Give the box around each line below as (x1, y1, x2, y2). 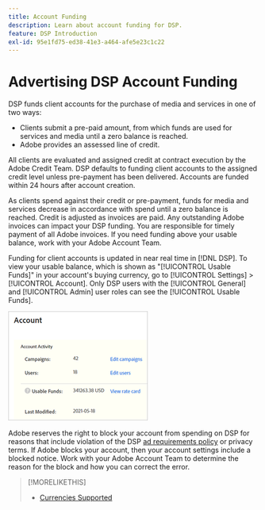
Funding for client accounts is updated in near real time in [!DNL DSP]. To (8, 254, 248, 263)
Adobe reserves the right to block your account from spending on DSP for (8, 428, 250, 438)
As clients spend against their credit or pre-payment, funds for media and (8, 196, 249, 205)
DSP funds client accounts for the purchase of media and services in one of (8, 99, 256, 109)
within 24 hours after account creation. (8, 181, 136, 190)
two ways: (8, 108, 42, 117)
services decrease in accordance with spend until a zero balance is (8, 205, 229, 214)
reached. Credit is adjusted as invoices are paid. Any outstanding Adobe (8, 213, 244, 222)
